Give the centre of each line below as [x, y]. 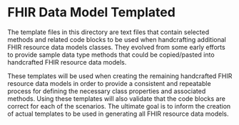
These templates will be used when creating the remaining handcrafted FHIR [120, 76]
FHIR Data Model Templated [92, 12]
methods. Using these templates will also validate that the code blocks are [117, 98]
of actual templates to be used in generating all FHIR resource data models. [118, 114]
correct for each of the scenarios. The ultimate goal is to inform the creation [119, 106]
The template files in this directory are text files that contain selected [108, 32]
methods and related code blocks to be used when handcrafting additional [117, 39]
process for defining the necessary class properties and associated [107, 91]
